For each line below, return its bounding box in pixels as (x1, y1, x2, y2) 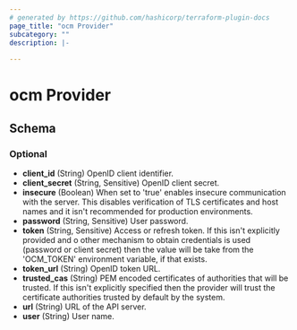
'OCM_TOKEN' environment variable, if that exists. (21, 254, 208, 265)
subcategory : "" (9, 30, 70, 39)
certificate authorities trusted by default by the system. (21, 292, 225, 302)
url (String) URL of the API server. (21, 301, 147, 312)
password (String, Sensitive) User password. (21, 216, 189, 226)
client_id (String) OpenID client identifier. (21, 168, 174, 178)
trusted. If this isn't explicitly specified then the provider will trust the (21, 282, 276, 292)
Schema (9, 120, 56, 135)
